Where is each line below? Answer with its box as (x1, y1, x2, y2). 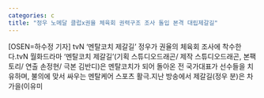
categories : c (8, 11, 55, 20)
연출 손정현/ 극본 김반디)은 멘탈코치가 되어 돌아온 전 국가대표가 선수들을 (25, 61, 246, 71)
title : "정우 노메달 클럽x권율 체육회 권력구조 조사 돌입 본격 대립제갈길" (8, 19, 219, 27)
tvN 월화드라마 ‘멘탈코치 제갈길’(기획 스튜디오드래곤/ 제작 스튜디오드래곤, (16, 51, 242, 61)
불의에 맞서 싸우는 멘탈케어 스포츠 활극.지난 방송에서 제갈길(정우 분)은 (31, 71, 245, 81)
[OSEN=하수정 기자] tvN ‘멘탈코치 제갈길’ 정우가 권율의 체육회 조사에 (8, 41, 221, 51)
